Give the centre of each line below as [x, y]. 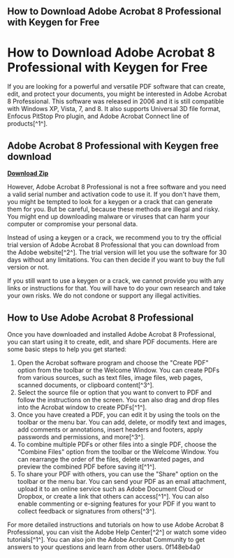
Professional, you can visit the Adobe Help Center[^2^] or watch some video [117, 532]
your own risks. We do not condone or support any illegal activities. [104, 295]
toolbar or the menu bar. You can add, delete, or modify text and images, [122, 422]
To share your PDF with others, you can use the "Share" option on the [118, 473]
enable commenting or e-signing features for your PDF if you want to [117, 504]
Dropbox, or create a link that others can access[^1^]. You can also [113, 496]
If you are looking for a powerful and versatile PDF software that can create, [116, 87]
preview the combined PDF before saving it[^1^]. [87, 467]
